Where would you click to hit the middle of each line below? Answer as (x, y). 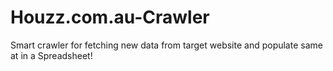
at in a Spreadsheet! (51, 55)
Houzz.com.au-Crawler (110, 17)
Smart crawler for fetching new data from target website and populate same (166, 45)
